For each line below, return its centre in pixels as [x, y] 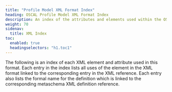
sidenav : [15, 29]
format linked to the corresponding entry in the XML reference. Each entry [84, 73]
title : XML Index [28, 34]
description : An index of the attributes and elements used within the [83, 19]
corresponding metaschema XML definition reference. [62, 84]
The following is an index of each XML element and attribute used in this [81, 62]
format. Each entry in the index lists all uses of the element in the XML [79, 68]
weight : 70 [17, 24]
